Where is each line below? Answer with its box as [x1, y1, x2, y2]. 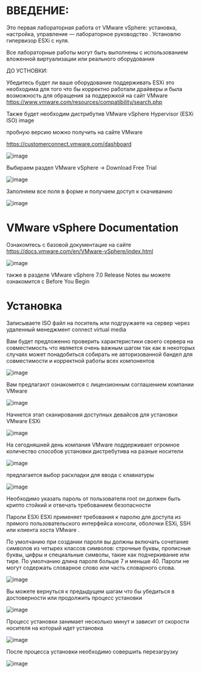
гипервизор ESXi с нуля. [6, 37, 69, 44]
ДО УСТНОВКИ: [6, 67, 48, 74]
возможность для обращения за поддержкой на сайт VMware [6, 92, 168, 99]
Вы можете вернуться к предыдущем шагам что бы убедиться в [6, 588, 175, 595]
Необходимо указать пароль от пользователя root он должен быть [6, 495, 181, 502]
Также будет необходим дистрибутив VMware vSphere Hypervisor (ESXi [6, 110, 194, 117]
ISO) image [6, 117, 35, 124]
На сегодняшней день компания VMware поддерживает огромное [6, 441, 180, 448]
